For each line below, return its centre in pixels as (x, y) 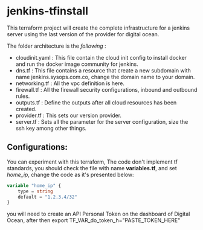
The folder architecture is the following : (56, 46)
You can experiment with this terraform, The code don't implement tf (92, 162)
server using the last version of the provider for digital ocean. (83, 34)
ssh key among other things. (51, 128)
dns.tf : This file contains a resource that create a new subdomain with (103, 70)
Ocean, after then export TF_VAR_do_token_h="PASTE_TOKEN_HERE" (94, 220)
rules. (23, 96)
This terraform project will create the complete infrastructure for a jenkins (98, 28)
